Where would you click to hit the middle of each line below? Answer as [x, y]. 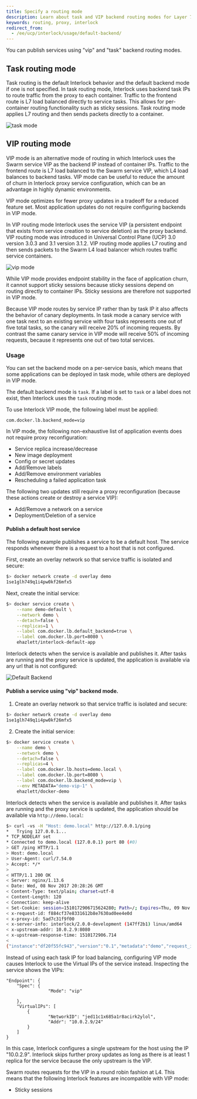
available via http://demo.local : [45, 815]
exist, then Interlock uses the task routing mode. [64, 398]
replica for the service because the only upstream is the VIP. [79, 1060]
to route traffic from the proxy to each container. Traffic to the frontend [91, 95]
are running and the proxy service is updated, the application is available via [98, 660]
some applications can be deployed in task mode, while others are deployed [98, 375]
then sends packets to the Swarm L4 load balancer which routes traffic [92, 249]
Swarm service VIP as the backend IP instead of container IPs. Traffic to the [98, 164]
